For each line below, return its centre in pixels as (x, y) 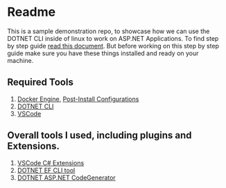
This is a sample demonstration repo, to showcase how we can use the (108, 31)
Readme (32, 12)
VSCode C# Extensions (51, 162)
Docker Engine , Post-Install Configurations (78, 99)
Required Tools (41, 83)
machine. (20, 60)
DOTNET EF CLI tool (46, 170)
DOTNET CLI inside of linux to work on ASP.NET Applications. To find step (113, 38)
